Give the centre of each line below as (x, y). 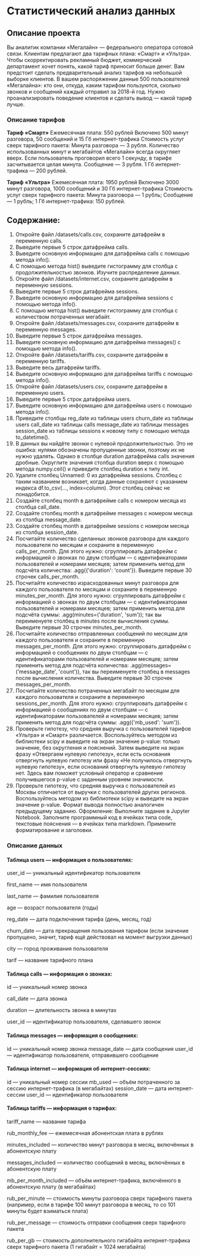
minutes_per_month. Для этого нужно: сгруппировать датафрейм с (101, 596)
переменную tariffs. (40, 361)
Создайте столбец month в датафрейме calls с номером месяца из (101, 501)
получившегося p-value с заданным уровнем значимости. (90, 779)
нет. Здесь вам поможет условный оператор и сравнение (89, 773)
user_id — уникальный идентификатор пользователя (74, 873)
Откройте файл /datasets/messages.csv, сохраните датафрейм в (97, 323)
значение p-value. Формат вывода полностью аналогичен (90, 805)
